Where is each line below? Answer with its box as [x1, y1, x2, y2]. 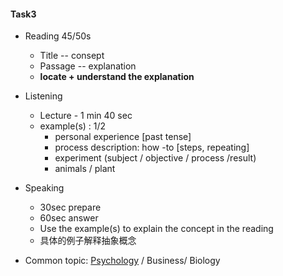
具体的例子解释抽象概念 [39, 235, 137, 247]
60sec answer [39, 212, 99, 224]
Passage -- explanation [39, 60, 137, 72]
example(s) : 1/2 [39, 120, 107, 132]
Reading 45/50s [24, 30, 92, 42]
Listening [24, 90, 63, 102]
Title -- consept [39, 50, 105, 62]
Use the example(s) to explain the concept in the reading [39, 223, 274, 235]
